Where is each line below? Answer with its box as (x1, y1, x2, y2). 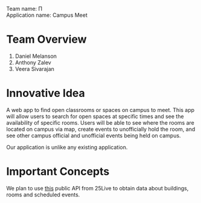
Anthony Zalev (14, 58, 51, 66)
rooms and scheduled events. (6, 191, 80, 198)
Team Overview (6, 33, 87, 46)
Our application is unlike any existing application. (6, 143, 128, 151)
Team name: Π (6, 5, 43, 12)
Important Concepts (6, 165, 110, 178)
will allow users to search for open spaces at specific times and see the (6, 113, 184, 120)
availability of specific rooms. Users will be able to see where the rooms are (6, 119, 194, 126)
